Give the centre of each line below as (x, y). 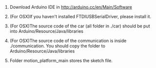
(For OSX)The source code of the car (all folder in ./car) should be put (80, 26)
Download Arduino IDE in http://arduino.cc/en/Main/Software (71, 7)
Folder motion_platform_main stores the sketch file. (61, 60)
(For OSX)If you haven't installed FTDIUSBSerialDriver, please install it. (80, 16)
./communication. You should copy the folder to (58, 46)
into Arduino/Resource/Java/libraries (47, 31)
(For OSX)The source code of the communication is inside (68, 41)
